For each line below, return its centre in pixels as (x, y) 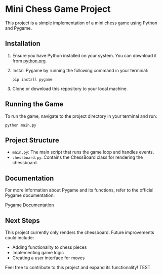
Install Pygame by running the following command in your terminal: (80, 70)
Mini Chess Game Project (58, 9)
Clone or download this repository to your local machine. (70, 89)
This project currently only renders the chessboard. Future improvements (80, 232)
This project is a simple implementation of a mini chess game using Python (81, 23)
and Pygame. (19, 28)
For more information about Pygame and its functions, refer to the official (79, 190)
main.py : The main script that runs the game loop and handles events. (83, 152)
